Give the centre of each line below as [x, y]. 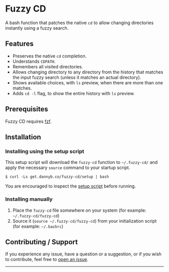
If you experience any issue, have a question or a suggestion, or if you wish [83, 254]
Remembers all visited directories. [48, 66]
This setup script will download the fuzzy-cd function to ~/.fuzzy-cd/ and [81, 162]
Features [19, 44]
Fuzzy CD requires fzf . [28, 121]
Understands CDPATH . [34, 61]
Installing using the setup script [45, 151]
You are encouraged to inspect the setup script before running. [71, 186]
